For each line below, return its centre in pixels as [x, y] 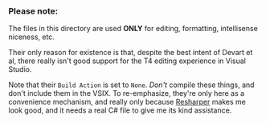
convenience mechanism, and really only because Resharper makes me [127, 102]
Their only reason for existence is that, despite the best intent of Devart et [131, 53]
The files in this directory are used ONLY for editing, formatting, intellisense [133, 29]
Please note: [33, 11]
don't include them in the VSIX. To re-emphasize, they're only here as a [127, 93]
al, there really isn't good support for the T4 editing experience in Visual [127, 61]
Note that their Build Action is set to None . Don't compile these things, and [131, 85]
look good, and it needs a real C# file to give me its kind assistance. [120, 110]
